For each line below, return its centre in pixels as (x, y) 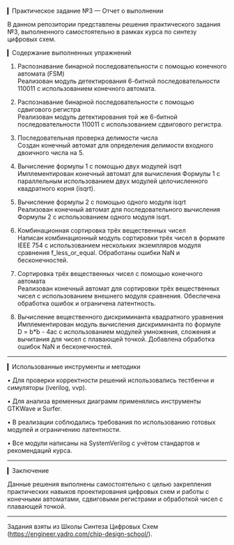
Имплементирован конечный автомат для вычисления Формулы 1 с (119, 174)
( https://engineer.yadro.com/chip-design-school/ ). (80, 534)
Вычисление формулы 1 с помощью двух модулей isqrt (100, 166)
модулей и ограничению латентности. (64, 429)
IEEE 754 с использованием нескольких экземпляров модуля (109, 245)
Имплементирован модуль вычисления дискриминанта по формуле (119, 324)
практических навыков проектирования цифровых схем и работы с (108, 492)
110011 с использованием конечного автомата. (87, 88)
